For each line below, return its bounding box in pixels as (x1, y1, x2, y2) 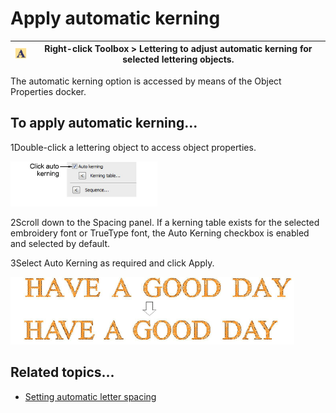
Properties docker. (10, 85, 87, 97)
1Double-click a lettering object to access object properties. (10, 141, 257, 153)
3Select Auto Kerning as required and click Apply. (10, 257, 215, 269)
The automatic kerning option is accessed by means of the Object (10, 75, 282, 87)
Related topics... (10, 364, 115, 381)
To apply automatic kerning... (10, 115, 198, 132)
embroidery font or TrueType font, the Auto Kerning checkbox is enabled (10, 227, 310, 239)
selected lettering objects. (122, 53, 235, 66)
